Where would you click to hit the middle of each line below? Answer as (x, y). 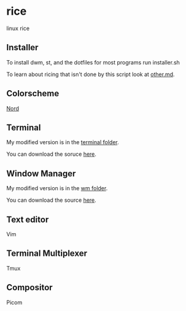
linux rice (18, 28)
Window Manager (41, 173)
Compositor (30, 287)
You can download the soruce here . (52, 154)
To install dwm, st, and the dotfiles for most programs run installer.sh (93, 62)
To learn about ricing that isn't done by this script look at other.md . (91, 74)
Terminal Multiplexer (47, 254)
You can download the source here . (51, 200)
